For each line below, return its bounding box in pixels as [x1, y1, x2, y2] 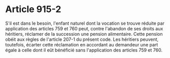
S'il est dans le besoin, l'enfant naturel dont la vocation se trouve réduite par [5, 20, 165, 26]
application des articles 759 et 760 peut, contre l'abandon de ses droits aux [5, 25, 163, 31]
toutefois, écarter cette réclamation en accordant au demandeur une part [5, 41, 158, 47]
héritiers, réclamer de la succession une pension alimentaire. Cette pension [5, 31, 163, 37]
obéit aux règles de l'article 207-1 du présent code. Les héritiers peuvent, [5, 36, 159, 42]
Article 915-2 [5, 4, 61, 15]
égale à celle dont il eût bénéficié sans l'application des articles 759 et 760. [5, 47, 162, 53]
